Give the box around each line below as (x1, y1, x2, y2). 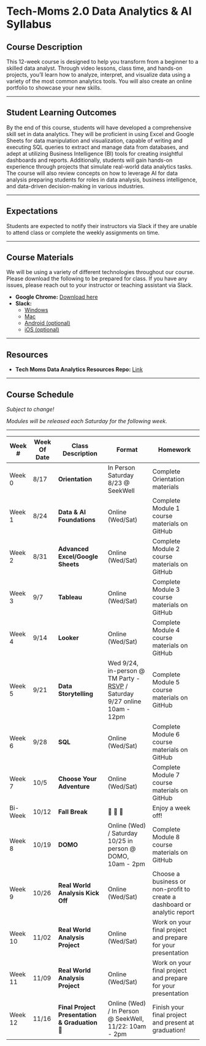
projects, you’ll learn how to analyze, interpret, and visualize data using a (6, 71, 191, 78)
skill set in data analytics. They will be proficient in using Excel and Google (6, 130, 194, 137)
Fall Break (58, 807, 88, 816)
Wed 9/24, (107, 659, 139, 668)
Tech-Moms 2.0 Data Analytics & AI (6, 4, 192, 18)
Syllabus (6, 17, 52, 31)
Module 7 (152, 771, 180, 779)
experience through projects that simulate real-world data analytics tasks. (6, 162, 193, 170)
